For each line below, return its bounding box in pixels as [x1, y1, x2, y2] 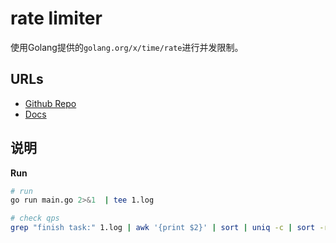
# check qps [10, 213, 60, 224]
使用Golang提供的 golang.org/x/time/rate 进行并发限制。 [10, 41, 244, 53]
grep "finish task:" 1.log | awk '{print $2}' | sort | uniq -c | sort [10, 223, 316, 233]
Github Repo [24, 97, 77, 109]
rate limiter [10, 7, 103, 30]
